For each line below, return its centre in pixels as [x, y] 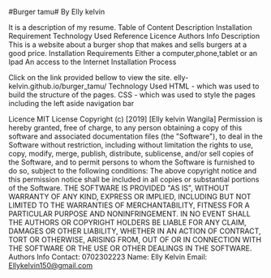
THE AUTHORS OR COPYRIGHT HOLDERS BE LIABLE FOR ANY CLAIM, [127, 222]
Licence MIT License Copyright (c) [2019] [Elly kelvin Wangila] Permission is [135, 119]
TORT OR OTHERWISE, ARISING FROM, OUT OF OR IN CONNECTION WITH [135, 240]
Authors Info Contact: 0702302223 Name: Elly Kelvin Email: [108, 257]
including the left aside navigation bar [71, 103]
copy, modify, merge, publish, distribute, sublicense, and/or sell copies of [131, 154]
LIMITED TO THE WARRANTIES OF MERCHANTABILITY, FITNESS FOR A [129, 205]
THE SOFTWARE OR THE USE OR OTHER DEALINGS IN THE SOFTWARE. [130, 248]
